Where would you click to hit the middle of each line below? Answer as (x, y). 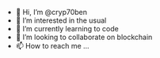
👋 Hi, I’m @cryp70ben (51, 12)
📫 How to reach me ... (52, 46)
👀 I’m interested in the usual (61, 20)
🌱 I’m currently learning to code (67, 29)
